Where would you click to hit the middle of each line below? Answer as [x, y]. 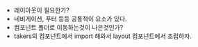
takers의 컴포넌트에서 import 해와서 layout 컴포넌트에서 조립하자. [103, 36]
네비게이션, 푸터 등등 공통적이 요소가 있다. [70, 19]
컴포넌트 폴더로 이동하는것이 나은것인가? [68, 27]
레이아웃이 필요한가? [41, 10]
